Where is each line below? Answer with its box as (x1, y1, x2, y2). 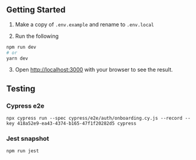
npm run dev (6, 44, 36, 50)
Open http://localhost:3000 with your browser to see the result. (15, 66, 174, 73)
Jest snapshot (6, 135, 50, 143)
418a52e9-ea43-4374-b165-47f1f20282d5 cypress (17, 120, 137, 127)
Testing (6, 84, 36, 94)
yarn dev (6, 55, 28, 61)
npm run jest (6, 148, 39, 154)
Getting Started (6, 5, 66, 15)
